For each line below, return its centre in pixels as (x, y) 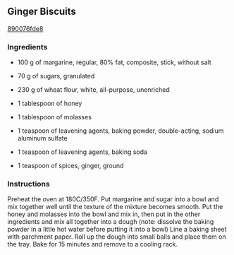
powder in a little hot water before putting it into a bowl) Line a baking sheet (117, 230)
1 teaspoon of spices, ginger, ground (70, 166)
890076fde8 (25, 28)
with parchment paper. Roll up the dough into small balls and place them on (117, 237)
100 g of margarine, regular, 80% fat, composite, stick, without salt (114, 62)
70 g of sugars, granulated (56, 76)
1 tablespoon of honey (50, 103)
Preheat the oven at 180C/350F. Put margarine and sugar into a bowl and (113, 199)
